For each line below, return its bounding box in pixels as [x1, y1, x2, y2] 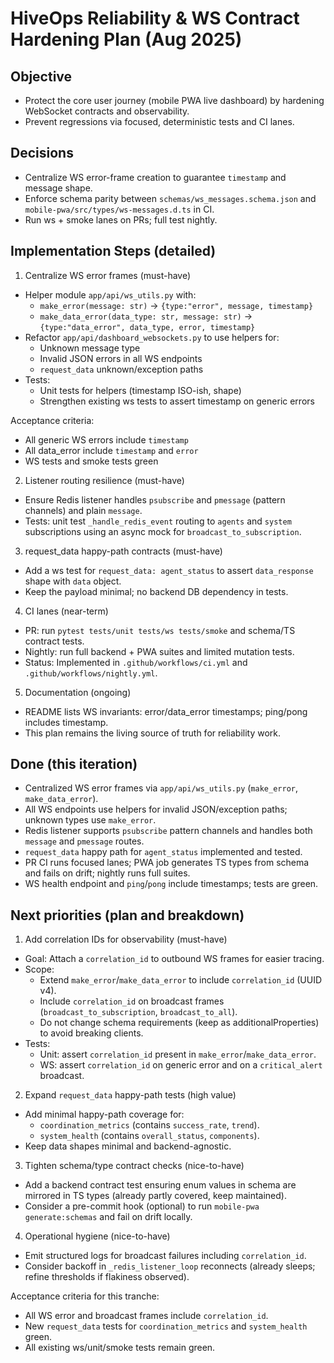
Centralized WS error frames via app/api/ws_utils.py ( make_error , [24, 782, 298, 794]
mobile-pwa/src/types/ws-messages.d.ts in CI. [24, 203, 215, 215]
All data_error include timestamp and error [24, 444, 199, 456]
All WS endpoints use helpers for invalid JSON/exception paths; [24, 803, 288, 816]
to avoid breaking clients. [39, 1027, 144, 1039]
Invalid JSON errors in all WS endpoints [39, 352, 203, 364]
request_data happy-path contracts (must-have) [24, 545, 223, 557]
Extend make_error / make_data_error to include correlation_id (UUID [39, 974, 323, 986]
